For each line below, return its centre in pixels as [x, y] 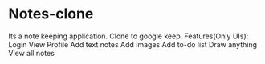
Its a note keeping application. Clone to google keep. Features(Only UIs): [128, 36]
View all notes [31, 53]
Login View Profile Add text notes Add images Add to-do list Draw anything [133, 44]
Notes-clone [51, 14]
